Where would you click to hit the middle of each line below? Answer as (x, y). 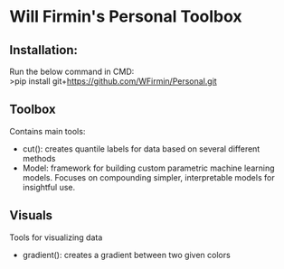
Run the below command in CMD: (72, 71)
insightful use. (48, 187)
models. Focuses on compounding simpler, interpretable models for (148, 177)
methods (39, 158)
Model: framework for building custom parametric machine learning (148, 168)
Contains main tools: (47, 131)
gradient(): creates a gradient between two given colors (126, 255)
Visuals (31, 215)
